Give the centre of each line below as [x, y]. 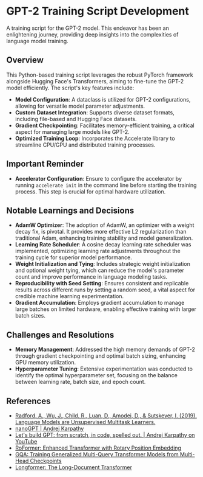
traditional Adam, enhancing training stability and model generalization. [104, 238]
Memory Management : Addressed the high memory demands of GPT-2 [105, 350]
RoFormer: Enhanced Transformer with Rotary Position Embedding [98, 448]
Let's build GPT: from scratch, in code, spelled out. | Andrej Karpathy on [105, 435]
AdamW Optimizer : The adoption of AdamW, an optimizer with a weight [105, 225]
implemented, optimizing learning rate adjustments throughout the [98, 251]
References [28, 401]
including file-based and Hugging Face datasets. [76, 119]
